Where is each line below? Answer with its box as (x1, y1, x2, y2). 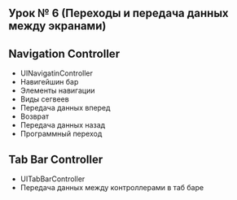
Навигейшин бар (20, 77, 79, 87)
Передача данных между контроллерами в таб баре (20, 183, 204, 193)
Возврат (20, 111, 50, 121)
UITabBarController (20, 174, 86, 184)
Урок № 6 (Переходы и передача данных (8, 7, 229, 20)
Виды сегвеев (20, 94, 69, 104)
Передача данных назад (20, 120, 106, 130)
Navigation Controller (8, 46, 121, 60)
